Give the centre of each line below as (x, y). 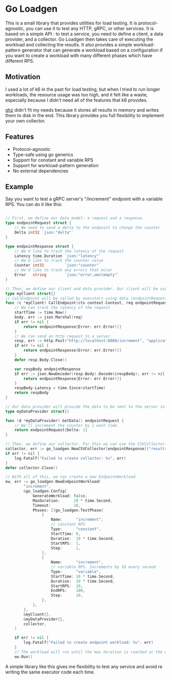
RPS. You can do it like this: (34, 204)
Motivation (23, 77)
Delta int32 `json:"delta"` (44, 232)
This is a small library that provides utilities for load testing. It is (71, 23)
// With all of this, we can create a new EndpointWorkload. (72, 477)
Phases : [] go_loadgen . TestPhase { (68, 510)
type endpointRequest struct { (38, 223)
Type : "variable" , (76, 571)
